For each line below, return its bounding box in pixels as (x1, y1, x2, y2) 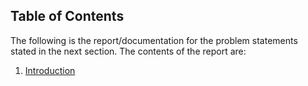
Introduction (24, 64, 76, 76)
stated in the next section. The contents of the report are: (10, 45, 247, 57)
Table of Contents (10, 8, 125, 25)
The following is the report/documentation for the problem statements (10, 34, 298, 46)
